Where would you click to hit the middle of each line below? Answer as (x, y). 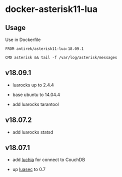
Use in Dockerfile (23, 39)
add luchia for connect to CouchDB (49, 160)
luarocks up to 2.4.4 (33, 85)
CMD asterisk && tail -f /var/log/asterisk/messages (61, 57)
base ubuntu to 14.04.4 (36, 94)
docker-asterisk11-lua (51, 9)
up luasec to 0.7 (29, 169)
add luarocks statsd (33, 132)
